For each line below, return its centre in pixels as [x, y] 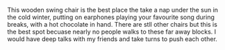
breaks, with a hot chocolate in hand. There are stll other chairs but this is [112, 24]
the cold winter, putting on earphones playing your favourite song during [111, 17]
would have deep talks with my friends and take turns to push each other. [112, 39]
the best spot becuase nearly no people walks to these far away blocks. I [112, 32]
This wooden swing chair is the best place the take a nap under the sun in [113, 10]
